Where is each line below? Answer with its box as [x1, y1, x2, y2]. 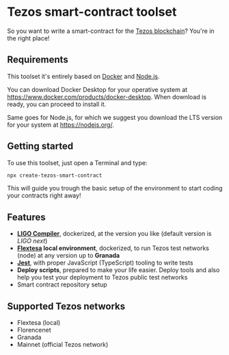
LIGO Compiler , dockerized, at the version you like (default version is [16, 230, 212, 238]
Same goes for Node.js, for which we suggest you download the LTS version [7, 113, 223, 121]
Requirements [7, 54, 68, 66]
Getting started [7, 140, 74, 152]
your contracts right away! [7, 191, 81, 199]
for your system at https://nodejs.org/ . [7, 121, 114, 129]
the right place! [7, 34, 50, 42]
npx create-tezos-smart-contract [7, 172, 103, 179]
